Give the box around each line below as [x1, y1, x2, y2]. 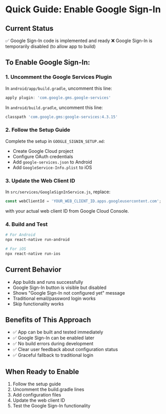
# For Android [5, 232, 36, 238]
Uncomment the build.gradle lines [12, 386, 85, 392]
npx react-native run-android [5, 237, 70, 242]
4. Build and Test [5, 220, 48, 227]
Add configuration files [12, 392, 61, 398]
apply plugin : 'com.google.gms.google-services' [5, 95, 111, 100]
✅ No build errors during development [12, 341, 94, 347]
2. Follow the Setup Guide [5, 127, 71, 134]
